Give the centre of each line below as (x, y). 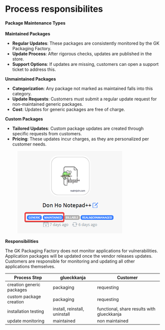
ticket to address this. (34, 69)
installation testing (26, 311)
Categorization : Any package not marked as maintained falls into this (82, 89)
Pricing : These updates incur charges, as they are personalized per (81, 139)
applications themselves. (30, 267)
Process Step (28, 277)
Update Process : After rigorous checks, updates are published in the (82, 54)
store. (18, 59)
